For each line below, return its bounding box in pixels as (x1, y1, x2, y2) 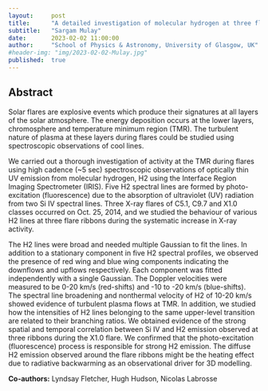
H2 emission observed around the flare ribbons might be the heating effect (8, 350, 254, 359)
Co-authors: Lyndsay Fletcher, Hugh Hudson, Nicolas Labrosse (8, 373, 218, 383)
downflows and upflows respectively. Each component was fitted (8, 265, 223, 274)
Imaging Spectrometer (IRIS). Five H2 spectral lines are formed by (8, 181, 225, 192)
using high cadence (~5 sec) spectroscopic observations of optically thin (8, 164, 249, 174)
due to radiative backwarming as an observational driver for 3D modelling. (8, 358, 253, 368)
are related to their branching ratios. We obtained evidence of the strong (8, 316, 246, 326)
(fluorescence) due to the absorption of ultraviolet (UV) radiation (41, 190, 254, 199)
